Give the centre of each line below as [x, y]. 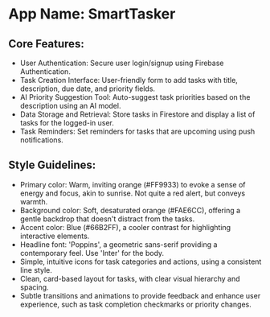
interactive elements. [55, 236]
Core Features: [46, 44]
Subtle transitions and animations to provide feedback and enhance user [140, 295]
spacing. [35, 287]
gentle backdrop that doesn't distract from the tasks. [107, 219]
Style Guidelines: [52, 165]
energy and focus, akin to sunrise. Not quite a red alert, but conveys [133, 193]
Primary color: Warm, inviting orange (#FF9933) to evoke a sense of [133, 184]
